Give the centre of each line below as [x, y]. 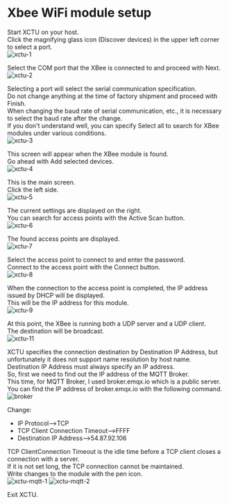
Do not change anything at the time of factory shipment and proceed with [112, 96]
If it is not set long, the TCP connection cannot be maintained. [95, 466]
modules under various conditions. [57, 133]
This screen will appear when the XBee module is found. [88, 154]
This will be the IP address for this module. [68, 302]
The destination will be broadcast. [56, 331]
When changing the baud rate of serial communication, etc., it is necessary [114, 111]
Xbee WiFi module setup [79, 13]
